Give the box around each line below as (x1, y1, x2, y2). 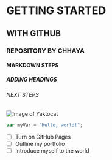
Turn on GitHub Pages (15, 133, 71, 140)
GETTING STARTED (6, 4, 107, 18)
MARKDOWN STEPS (6, 62, 59, 69)
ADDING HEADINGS (6, 75, 57, 83)
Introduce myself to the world (15, 147, 89, 154)
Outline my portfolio (15, 140, 65, 147)
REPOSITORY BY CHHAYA (6, 47, 85, 55)
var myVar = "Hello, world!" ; (6, 122, 83, 128)
